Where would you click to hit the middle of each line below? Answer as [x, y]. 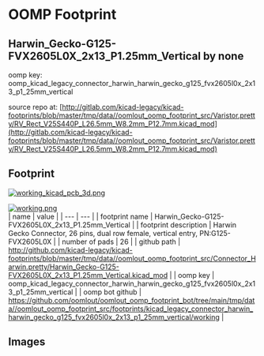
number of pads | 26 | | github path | [121, 242]
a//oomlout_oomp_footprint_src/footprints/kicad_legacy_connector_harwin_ [131, 309]
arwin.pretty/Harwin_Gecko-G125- [64, 267]
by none [223, 56]
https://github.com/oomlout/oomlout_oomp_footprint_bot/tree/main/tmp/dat [132, 300]
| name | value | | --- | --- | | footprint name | [81, 216]
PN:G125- [215, 233]
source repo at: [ [35, 107]
